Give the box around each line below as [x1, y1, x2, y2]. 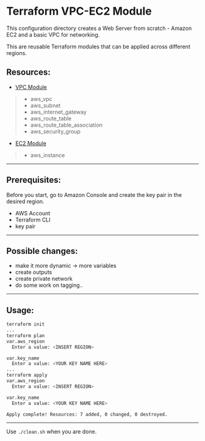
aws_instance [30, 151, 65, 158]
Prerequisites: [6, 175, 61, 185]
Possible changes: [6, 246, 78, 256]
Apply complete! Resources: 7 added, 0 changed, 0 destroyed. [6, 411, 168, 417]
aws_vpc [30, 95, 53, 102]
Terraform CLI [15, 216, 51, 223]
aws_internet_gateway [30, 108, 87, 116]
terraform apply [6, 372, 48, 379]
